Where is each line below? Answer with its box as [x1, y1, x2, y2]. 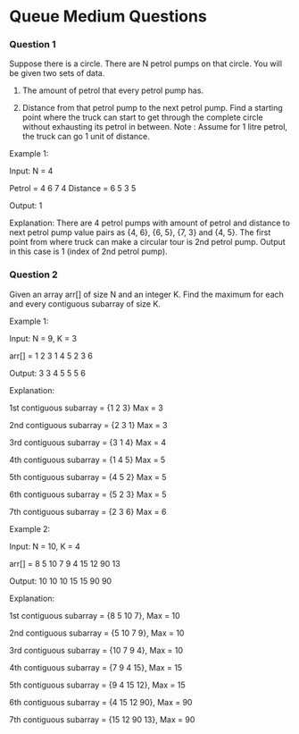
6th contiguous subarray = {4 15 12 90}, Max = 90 [9, 696, 193, 707]
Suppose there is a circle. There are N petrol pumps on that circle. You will [9, 58, 283, 69]
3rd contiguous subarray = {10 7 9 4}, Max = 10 [9, 645, 184, 655]
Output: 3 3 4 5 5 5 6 [9, 367, 87, 378]
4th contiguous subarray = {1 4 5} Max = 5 [9, 454, 166, 465]
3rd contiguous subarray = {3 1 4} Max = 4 [9, 436, 167, 448]
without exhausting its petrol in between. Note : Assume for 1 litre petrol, [21, 122, 288, 132]
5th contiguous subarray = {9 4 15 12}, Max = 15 [9, 679, 186, 690]
